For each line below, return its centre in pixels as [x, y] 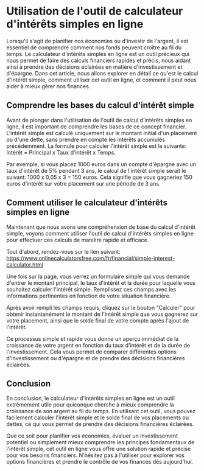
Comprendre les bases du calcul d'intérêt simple [100, 106]
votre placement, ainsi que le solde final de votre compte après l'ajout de [98, 320]
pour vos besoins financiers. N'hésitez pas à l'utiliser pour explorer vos [95, 455]
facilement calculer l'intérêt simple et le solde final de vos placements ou [98, 417]
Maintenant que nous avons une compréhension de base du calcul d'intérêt [101, 227]
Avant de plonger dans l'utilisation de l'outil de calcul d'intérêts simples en [99, 120]
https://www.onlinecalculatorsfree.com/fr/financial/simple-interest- [91, 258]
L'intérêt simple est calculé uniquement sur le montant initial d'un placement [102, 133]
